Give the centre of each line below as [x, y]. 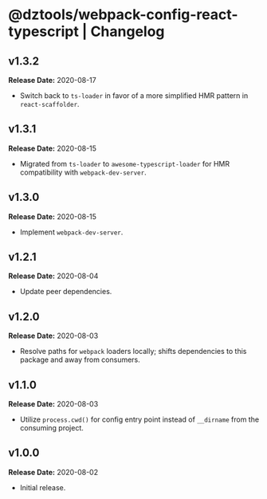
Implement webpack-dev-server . [71, 232]
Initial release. [43, 487]
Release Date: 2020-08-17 [53, 80]
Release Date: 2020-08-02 [53, 472]
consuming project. [51, 428]
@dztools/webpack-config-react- [123, 15]
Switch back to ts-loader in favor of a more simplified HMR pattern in [134, 96]
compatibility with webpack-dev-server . [83, 172]
